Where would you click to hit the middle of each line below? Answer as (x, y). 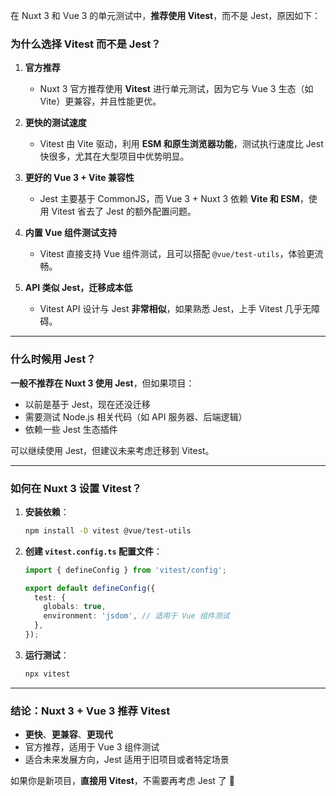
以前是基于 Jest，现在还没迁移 (87, 404)
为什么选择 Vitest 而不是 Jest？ (86, 44)
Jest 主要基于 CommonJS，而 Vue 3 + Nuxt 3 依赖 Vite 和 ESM (169, 199)
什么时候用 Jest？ (53, 359)
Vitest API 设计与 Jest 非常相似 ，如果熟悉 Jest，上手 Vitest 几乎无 (175, 309)
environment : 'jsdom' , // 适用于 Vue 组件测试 (136, 616)
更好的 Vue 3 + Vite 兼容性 (79, 178)
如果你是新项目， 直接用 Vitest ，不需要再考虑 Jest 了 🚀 (122, 781)
